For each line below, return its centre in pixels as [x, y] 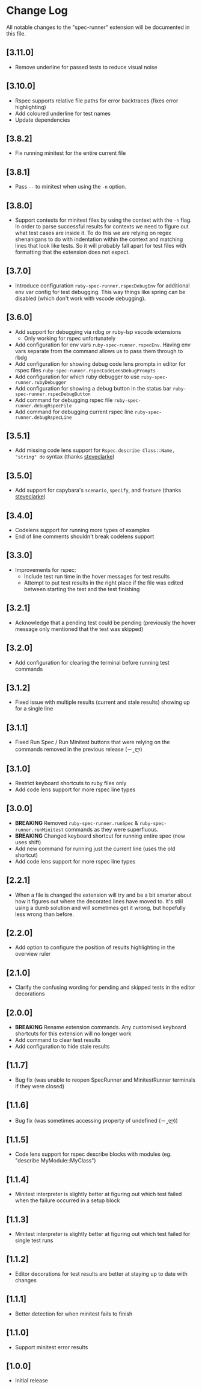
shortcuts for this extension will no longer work [73, 1033]
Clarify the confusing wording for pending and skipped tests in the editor [105, 987]
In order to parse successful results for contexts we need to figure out [102, 226]
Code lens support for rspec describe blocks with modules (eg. [93, 1154]
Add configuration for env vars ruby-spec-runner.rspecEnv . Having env [103, 345]
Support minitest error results [51, 1347]
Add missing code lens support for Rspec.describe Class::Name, [95, 450]
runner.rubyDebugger [41, 382]
